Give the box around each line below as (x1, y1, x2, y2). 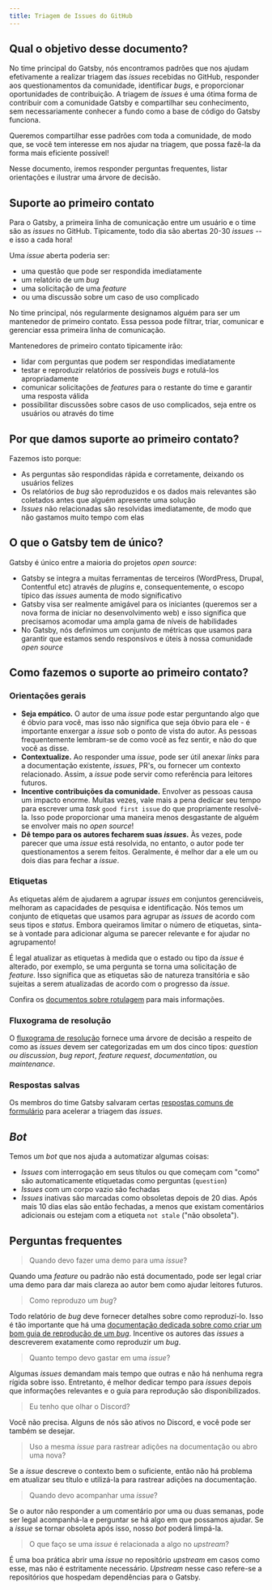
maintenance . (9, 1059, 56, 1069)
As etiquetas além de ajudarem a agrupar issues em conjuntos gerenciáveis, (9, 894, 264, 904)
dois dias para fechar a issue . (20, 855, 120, 865)
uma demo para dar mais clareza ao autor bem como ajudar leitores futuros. (9, 1280, 263, 1290)
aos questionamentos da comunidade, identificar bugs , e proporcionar (9, 80, 244, 90)
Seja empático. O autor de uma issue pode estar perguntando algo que (20, 708, 260, 719)
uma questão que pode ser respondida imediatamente (20, 266, 202, 276)
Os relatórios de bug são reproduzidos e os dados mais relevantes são (20, 486, 257, 496)
